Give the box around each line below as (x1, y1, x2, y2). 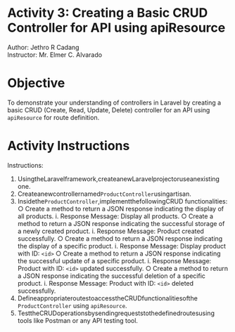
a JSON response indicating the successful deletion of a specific (17, 272, 206, 280)
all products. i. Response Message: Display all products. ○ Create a (17, 212, 213, 220)
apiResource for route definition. (7, 113, 100, 121)
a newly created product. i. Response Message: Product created (17, 227, 204, 235)
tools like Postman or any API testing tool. (17, 316, 139, 324)
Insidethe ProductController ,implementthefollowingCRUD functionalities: (17, 197, 228, 205)
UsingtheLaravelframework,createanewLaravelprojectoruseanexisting (17, 174, 220, 183)
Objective (7, 75, 65, 91)
